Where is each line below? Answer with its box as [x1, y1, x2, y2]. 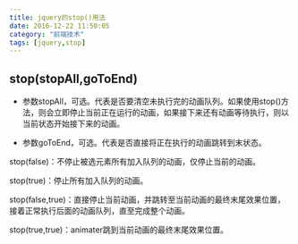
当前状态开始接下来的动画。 [21, 118, 125, 130]
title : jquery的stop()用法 [9, 13, 106, 22]
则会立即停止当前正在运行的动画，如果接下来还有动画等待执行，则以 [38, 107, 289, 118]
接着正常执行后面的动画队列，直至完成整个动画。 [9, 206, 190, 216]
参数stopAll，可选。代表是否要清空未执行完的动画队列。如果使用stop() [21, 96, 282, 107]
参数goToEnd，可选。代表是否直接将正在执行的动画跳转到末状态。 [21, 138, 267, 148]
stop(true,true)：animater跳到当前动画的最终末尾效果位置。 [9, 224, 228, 235]
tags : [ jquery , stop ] [9, 38, 87, 47]
